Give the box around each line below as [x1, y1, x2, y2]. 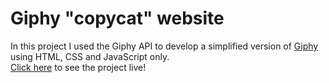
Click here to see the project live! [10, 61, 147, 73]
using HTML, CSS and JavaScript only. [10, 50, 170, 62]
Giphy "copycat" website [10, 7, 225, 30]
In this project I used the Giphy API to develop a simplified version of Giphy [10, 40, 319, 52]
